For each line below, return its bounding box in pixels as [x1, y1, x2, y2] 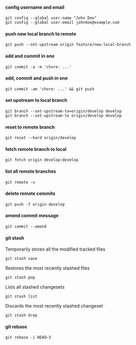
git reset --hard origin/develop [5, 135, 76, 140]
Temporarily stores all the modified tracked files [5, 246, 105, 252]
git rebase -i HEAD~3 [5, 335, 51, 340]
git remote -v [5, 179, 36, 185]
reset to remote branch [5, 124, 55, 130]
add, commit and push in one [5, 75, 68, 82]
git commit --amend [5, 224, 47, 229]
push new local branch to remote [5, 31, 76, 37]
